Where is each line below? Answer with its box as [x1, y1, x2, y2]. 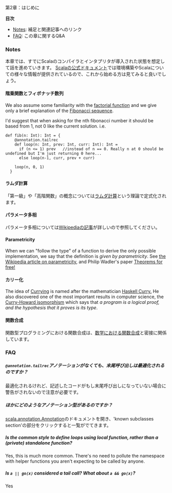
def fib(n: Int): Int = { [5, 133, 60, 138]
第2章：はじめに [5, 5, 40, 10]
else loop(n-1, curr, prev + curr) [18, 155, 95, 160]
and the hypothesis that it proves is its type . [5, 305, 98, 311]
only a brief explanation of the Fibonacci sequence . [5, 107, 114, 114]
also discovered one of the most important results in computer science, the [5, 294, 164, 300]
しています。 [5, 336, 32, 342]
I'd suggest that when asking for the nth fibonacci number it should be [5, 117, 154, 123]
